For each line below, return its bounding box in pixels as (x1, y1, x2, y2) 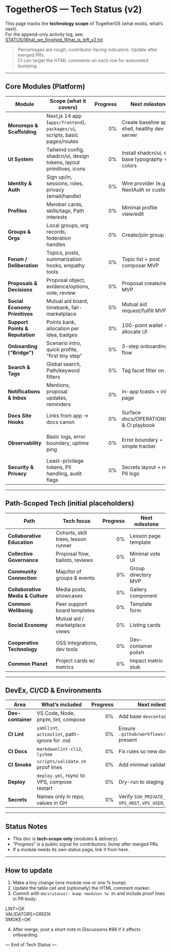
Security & (8, 463, 34, 470)
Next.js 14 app (46, 112, 82, 119)
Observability (8, 439, 42, 446)
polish (129, 649, 145, 656)
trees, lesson (55, 536, 87, 543)
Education (8, 539, 33, 546)
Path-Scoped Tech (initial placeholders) (5, 499, 134, 508)
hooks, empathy (46, 262, 85, 269)
